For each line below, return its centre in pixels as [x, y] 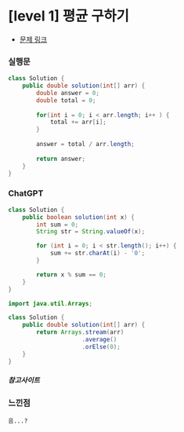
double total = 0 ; [66, 100]
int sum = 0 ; [58, 225]
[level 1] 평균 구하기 [69, 16]
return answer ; [61, 159]
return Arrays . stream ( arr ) [80, 332]
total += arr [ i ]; [78, 123]
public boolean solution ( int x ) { [78, 217]
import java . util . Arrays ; [50, 303]
